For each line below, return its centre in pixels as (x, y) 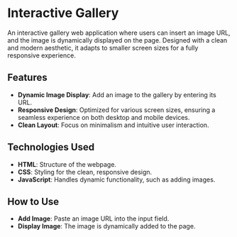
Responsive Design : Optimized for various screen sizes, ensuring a (116, 110)
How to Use (33, 201)
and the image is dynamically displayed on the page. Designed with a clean (117, 40)
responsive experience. (42, 55)
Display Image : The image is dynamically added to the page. (106, 226)
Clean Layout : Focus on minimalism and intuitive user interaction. (113, 125)
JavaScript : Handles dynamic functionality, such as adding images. (116, 180)
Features (27, 78)
